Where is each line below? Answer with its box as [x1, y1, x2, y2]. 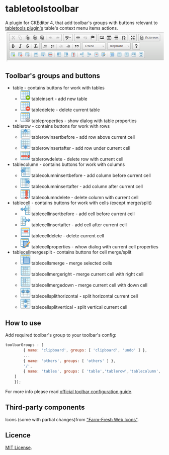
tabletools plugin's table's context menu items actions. [5, 25, 118, 31]
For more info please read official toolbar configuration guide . [5, 389, 133, 395]
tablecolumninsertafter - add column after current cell [31, 184, 143, 190]
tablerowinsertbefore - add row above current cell [31, 134, 135, 140]
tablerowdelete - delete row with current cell [31, 156, 124, 162]
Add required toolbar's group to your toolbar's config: [5, 332, 117, 338]
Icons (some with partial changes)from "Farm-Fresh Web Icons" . [5, 416, 139, 422]
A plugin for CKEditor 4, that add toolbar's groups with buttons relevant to [5, 20, 158, 26]
